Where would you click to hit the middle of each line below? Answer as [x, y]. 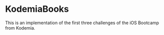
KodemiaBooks [37, 9]
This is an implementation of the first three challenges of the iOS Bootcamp [82, 23]
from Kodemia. [20, 28]
